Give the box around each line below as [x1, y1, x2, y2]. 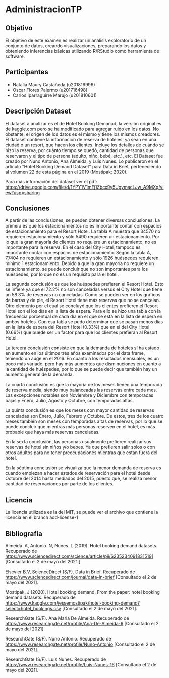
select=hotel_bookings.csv [5, 606, 62, 612]
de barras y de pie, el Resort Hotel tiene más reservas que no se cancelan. [5, 297, 160, 304]
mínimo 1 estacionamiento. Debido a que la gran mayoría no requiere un [5, 260, 154, 267]
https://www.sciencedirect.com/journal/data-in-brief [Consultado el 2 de [5, 574, 157, 580]
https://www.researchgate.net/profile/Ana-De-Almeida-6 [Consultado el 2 [5, 621, 159, 627]
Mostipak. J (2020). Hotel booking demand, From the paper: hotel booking [5, 589, 160, 595]
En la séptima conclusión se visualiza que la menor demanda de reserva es [5, 465, 161, 471]
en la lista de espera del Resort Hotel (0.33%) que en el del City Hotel [5, 324, 150, 330]
